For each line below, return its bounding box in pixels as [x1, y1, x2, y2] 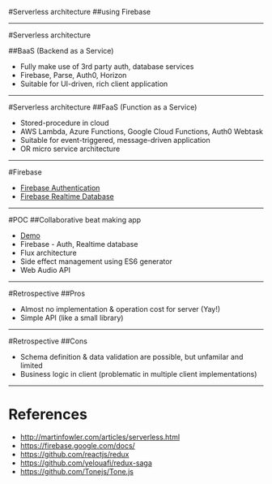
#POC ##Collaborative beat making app [8, 215, 142, 224]
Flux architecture [19, 248, 77, 257]
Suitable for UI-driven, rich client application [19, 79, 168, 89]
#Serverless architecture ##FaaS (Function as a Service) [8, 102, 198, 112]
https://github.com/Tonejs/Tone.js [19, 466, 134, 476]
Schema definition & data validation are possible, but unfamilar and [19, 352, 244, 361]
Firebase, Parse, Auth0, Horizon [19, 71, 127, 80]
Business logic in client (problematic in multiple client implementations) [19, 369, 257, 378]
